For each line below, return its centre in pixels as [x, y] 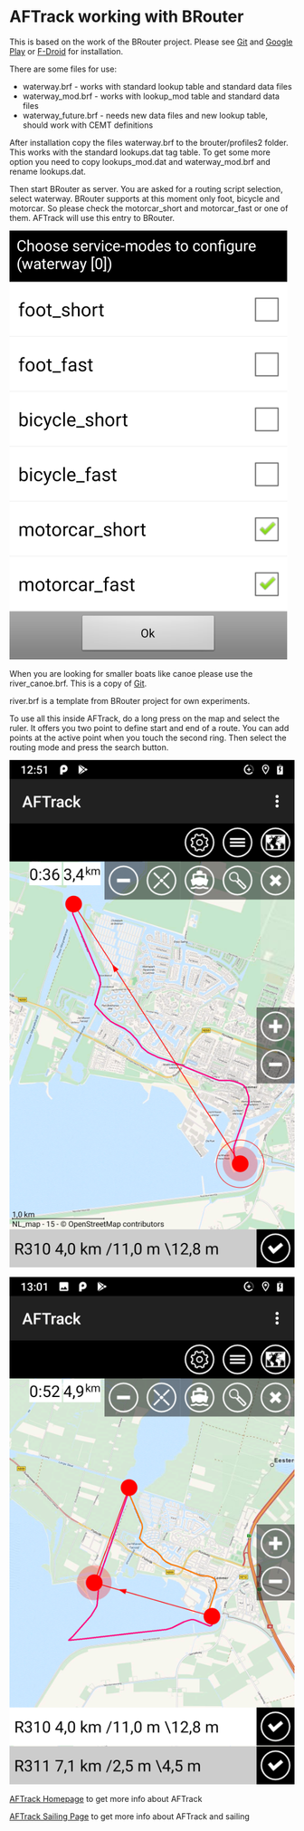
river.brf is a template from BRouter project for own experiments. [130, 700]
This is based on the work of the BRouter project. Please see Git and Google [151, 42]
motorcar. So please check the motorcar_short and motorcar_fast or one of [149, 208]
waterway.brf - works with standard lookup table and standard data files [157, 86]
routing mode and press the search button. [89, 747]
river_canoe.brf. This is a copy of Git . [78, 683]
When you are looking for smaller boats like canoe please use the [131, 673]
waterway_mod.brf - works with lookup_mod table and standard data [151, 96]
